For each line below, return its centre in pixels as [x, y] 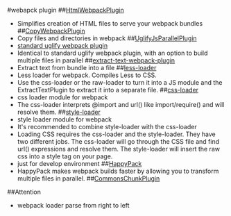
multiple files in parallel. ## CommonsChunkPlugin [88, 178]
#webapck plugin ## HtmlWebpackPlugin [66, 10]
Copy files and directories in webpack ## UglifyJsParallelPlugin [107, 38]
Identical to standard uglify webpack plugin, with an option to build [112, 53]
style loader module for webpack [65, 119]
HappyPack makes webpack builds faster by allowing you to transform [118, 171]
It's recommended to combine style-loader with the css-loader [107, 127]
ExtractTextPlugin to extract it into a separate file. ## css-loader [108, 90]
